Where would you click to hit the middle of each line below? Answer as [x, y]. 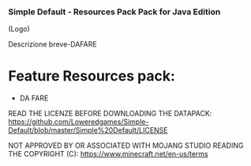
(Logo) [19, 29]
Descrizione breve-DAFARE [52, 44]
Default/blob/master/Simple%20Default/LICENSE [88, 130]
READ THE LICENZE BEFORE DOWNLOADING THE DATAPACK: [110, 114]
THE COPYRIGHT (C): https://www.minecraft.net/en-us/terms [109, 154]
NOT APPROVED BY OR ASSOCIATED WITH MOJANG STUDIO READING [126, 145]
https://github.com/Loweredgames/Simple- [79, 122]
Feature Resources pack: [92, 76]
